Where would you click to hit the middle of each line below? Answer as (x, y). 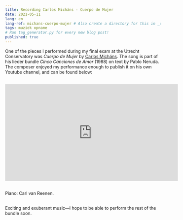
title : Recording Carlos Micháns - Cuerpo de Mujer (59, 10)
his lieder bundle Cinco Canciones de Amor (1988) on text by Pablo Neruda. (82, 62)
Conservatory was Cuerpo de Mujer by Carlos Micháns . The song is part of (82, 56)
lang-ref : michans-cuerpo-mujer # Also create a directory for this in (80, 23)
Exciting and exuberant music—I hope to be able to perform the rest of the (81, 208)
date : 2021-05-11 (23, 14)
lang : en (14, 19)
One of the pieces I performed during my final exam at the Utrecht (72, 51)
